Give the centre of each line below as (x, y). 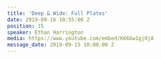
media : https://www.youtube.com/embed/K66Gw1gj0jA (80, 39)
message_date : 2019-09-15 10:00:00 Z (61, 45)
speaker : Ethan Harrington (45, 32)
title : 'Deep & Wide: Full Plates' (58, 13)
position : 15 (26, 26)
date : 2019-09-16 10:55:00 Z (48, 20)
